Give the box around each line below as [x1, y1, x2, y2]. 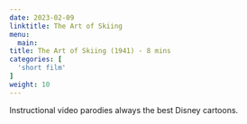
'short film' [17, 64, 67, 73]
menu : [9, 30, 30, 39]
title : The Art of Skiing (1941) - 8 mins [9, 47, 171, 56]
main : [17, 38, 39, 48]
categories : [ [9, 55, 63, 64]
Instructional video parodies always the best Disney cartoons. [9, 104, 239, 115]
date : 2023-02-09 [9, 13, 75, 22]
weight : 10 [9, 80, 50, 89]
